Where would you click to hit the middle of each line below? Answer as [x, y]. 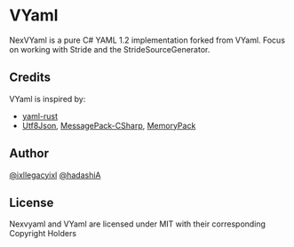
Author [29, 153]
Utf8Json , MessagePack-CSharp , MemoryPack [109, 125]
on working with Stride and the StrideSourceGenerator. [110, 49]
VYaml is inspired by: [48, 99]
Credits [30, 78]
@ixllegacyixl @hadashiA [55, 175]
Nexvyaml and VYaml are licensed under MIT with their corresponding [138, 224]
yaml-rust [40, 116]
